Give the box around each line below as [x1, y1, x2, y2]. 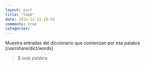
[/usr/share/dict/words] [5, 45, 54, 51]
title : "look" [5, 12, 35, 17]
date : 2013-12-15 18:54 [5, 17, 55, 22]
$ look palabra [17, 55, 48, 61]
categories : [5, 26, 30, 31]
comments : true [5, 21, 37, 27]
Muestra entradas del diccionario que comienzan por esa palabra [5, 40, 140, 46]
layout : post [5, 7, 33, 13]
